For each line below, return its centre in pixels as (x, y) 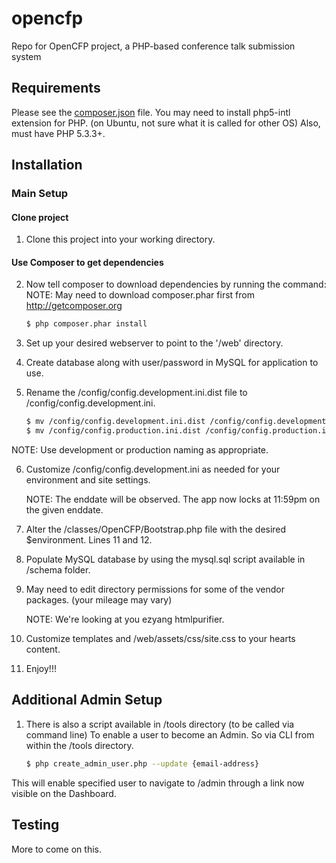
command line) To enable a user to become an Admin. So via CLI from (170, 734)
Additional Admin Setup (87, 700)
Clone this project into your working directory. (120, 239)
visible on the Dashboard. (64, 793)
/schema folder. (58, 570)
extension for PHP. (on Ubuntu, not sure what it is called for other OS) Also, (166, 123)
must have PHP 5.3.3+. (58, 133)
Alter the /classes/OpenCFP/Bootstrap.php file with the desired (156, 529)
